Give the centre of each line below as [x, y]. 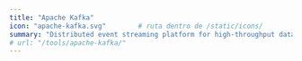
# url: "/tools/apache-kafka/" [68, 43]
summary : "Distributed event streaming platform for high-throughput [142, 34]
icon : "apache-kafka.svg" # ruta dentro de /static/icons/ [136, 26]
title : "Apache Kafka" [52, 17]
